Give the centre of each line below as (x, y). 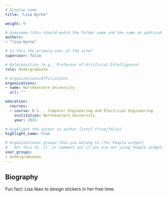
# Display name (21, 10)
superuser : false (23, 56)
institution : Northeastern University (54, 115)
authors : (14, 37)
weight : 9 (15, 24)
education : (16, 102)
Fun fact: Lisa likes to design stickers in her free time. (60, 189)
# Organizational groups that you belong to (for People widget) (74, 143)
